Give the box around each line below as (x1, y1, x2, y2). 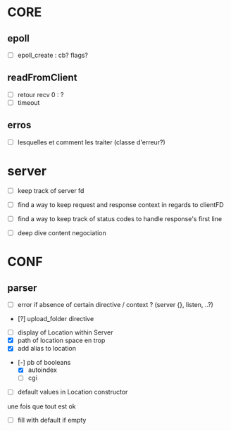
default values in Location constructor (17, 388, 128, 396)
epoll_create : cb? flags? (17, 51, 89, 59)
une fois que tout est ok (7, 402, 76, 411)
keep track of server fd (17, 186, 85, 194)
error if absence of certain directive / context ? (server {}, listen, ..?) (17, 301, 213, 309)
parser (7, 282, 37, 294)
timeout (17, 98, 40, 106)
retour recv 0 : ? (17, 90, 64, 99)
